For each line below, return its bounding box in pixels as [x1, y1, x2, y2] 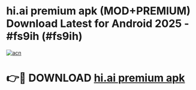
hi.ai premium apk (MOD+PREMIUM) [6, 4, 191, 18]
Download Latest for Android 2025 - [6, 17, 189, 30]
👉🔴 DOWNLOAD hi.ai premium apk [6, 72, 185, 85]
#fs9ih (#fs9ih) [6, 30, 83, 43]
